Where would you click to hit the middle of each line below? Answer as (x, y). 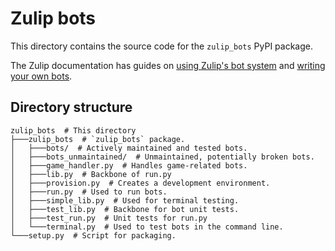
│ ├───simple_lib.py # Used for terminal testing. (125, 200)
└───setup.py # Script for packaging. (93, 235)
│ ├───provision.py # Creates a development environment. (140, 183)
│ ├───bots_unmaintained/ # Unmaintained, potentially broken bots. (162, 157)
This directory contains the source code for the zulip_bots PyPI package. (161, 46)
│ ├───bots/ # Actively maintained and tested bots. (129, 148)
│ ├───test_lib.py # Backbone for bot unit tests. (125, 209)
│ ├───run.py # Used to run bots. (89, 192)
